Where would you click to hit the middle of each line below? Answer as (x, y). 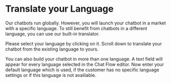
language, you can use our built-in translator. (53, 34)
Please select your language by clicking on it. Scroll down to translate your (84, 43)
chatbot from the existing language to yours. (52, 49)
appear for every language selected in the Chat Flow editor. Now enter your (85, 64)
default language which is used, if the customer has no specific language (82, 70)
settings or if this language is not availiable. (51, 75)
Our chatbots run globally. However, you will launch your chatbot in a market (86, 23)
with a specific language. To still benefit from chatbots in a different (76, 28)
